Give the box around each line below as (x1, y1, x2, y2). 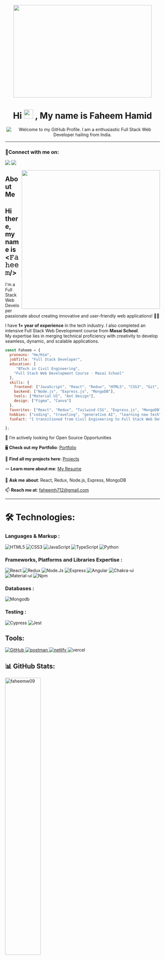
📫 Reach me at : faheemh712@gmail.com (5, 487, 89, 493)
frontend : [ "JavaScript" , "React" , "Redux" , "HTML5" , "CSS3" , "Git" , (14, 385, 160, 390)
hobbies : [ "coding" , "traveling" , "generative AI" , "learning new (9, 412, 148, 417)
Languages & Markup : (5, 533, 60, 539)
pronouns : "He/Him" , (9, 353, 52, 357)
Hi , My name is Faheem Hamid (13, 110, 152, 121)
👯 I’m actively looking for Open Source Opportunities (5, 435, 111, 441)
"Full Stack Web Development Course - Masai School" (14, 371, 124, 376)
